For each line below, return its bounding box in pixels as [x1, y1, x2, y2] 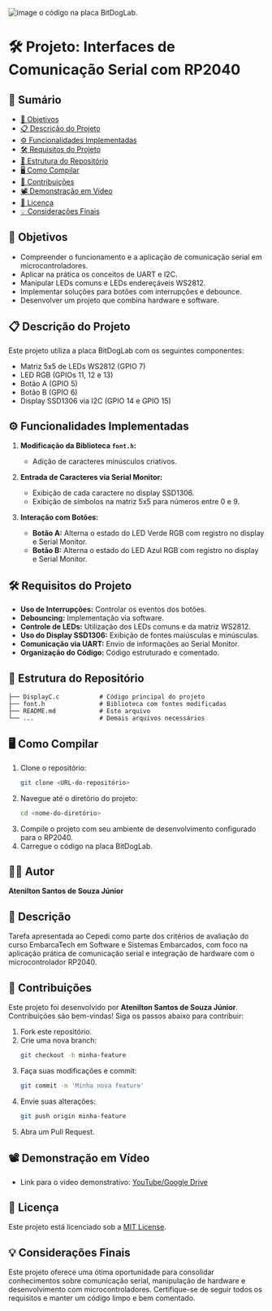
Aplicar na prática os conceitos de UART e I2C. [19, 269, 178, 279]
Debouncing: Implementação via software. [19, 613, 164, 623]
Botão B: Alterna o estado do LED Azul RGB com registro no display [32, 546, 259, 555]
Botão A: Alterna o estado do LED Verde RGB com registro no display [32, 529, 265, 538]
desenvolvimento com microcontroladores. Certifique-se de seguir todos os [8, 1285, 262, 1295]
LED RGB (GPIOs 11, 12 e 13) [19, 370, 114, 380]
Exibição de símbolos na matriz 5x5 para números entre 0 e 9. [32, 497, 240, 507]
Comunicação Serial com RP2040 [8, 61, 241, 79]
